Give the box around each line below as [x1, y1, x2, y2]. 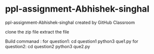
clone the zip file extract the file [5, 29, 69, 35]
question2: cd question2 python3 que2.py [5, 43, 90, 49]
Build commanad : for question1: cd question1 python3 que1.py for [5, 38, 139, 44]
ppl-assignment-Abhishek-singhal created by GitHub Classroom [5, 19, 135, 25]
